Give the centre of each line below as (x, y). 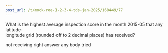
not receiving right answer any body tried (48, 45)
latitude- (14, 30)
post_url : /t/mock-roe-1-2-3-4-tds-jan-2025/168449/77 (64, 10)
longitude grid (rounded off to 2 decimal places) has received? (70, 35)
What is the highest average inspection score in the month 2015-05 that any (84, 24)
